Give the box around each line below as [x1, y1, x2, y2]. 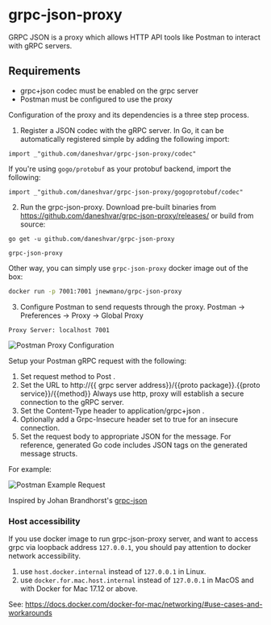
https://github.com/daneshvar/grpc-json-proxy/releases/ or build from [19, 210, 254, 220]
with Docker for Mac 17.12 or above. [19, 583, 139, 594]
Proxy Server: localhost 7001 [8, 326, 110, 334]
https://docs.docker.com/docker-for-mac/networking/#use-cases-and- [25, 599, 263, 609]
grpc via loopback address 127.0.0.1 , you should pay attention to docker [8, 542, 252, 552]
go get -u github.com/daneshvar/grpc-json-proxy [8, 235, 175, 243]
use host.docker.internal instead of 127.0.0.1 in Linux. [19, 566, 206, 576]
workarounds [8, 607, 52, 618]
